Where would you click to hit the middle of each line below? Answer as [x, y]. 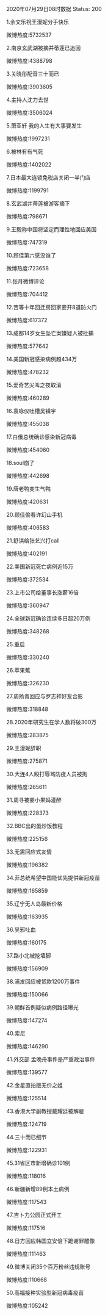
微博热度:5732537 [29, 35]
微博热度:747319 [27, 242]
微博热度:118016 [26, 1176]
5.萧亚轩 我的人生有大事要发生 [44, 126]
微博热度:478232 [28, 372]
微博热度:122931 [27, 1150]
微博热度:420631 [27, 502]
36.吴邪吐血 [21, 930]
